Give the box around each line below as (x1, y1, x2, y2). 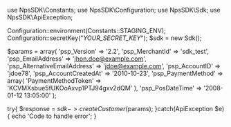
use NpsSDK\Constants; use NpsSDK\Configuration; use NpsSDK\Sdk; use (7, 6, 221, 14)
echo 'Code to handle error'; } (11, 112, 97, 120)
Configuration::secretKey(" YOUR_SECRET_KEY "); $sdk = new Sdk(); (7, 34, 202, 42)
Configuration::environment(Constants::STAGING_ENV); (7, 27, 166, 35)
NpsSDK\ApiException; (7, 13, 73, 21)
